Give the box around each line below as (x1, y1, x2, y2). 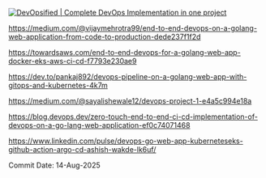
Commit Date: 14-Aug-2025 (8, 160, 101, 170)
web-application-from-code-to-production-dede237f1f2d (8, 32, 201, 41)
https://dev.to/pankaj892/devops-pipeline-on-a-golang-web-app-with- (8, 72, 247, 81)
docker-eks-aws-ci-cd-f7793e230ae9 (8, 57, 137, 66)
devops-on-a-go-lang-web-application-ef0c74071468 (8, 121, 191, 129)
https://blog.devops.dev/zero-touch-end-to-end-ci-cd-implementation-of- (8, 112, 258, 121)
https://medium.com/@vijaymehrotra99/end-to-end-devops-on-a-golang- (8, 23, 258, 32)
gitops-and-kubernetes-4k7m (8, 81, 108, 90)
